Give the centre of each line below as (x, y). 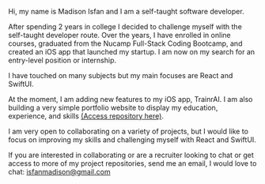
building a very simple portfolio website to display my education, (113, 107)
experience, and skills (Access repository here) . (86, 116)
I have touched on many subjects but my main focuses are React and (121, 75)
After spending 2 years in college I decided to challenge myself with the (125, 26)
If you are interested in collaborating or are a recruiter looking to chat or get (131, 155)
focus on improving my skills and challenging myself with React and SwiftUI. (132, 140)
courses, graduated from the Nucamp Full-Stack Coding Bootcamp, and (125, 43)
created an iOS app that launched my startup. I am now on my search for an (132, 52)
